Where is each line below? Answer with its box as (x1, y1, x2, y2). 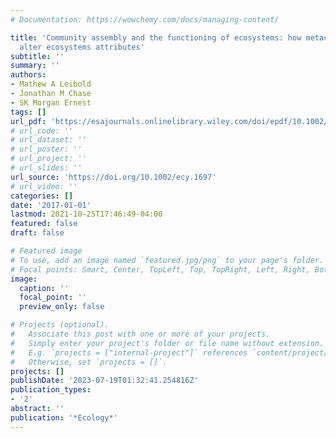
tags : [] (10, 107, 47, 117)
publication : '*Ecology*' (10, 412, 118, 423)
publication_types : (10, 385, 92, 395)
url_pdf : (10, 116, 47, 126)
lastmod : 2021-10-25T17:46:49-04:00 (10, 209, 163, 220)
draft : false (10, 228, 65, 238)
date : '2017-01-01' (10, 200, 92, 210)
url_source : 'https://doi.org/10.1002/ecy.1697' (10, 172, 217, 182)
